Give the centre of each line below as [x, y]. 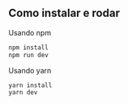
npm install [28, 48]
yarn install [30, 85]
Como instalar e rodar [64, 13]
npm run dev [28, 55]
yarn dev [23, 93]
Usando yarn [30, 70]
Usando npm [30, 32]
